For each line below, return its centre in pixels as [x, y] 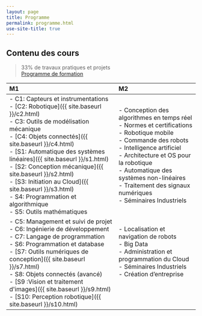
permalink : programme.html [40, 23]
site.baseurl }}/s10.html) [44, 305]
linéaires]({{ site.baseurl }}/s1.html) [59, 159]
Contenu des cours [43, 53]
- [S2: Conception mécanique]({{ [57, 167]
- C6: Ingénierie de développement [59, 229]
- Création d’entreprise [151, 274]
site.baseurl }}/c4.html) [42, 144]
